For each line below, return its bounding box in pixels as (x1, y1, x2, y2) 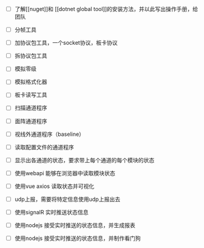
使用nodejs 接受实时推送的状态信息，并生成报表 (14, 222, 135, 228)
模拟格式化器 (14, 78, 47, 86)
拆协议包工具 (14, 52, 47, 59)
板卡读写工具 (14, 91, 47, 99)
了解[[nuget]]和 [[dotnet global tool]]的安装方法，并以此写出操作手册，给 (14, 6, 198, 12)
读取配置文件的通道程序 (14, 143, 74, 151)
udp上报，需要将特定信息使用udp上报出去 (14, 195, 121, 203)
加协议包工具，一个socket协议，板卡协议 (14, 39, 118, 47)
